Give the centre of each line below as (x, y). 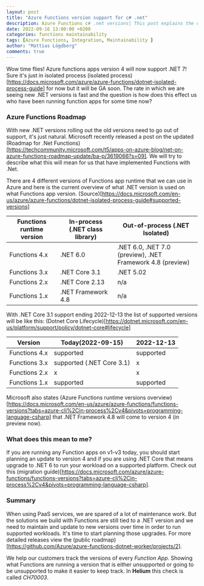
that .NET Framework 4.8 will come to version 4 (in (116, 417)
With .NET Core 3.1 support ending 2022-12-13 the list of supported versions (102, 315)
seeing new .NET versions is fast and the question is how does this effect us (102, 94)
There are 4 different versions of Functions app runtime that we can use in (99, 181)
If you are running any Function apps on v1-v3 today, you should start (93, 452)
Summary (21, 501)
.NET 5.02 (132, 273)
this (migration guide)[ (34, 472)
